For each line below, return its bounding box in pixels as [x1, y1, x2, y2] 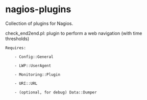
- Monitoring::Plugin [14, 72, 60, 77]
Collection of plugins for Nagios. [5, 20, 73, 26]
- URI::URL [14, 81, 38, 86]
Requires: [5, 45, 27, 50]
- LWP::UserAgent [14, 63, 52, 68]
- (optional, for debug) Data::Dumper [14, 90, 97, 95]
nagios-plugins [5, 4, 71, 15]
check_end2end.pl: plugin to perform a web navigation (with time [5, 30, 142, 36]
